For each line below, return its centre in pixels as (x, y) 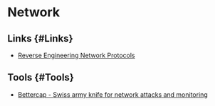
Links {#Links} (40, 39)
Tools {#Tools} (41, 77)
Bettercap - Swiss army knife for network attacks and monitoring (112, 94)
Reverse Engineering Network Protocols (76, 55)
